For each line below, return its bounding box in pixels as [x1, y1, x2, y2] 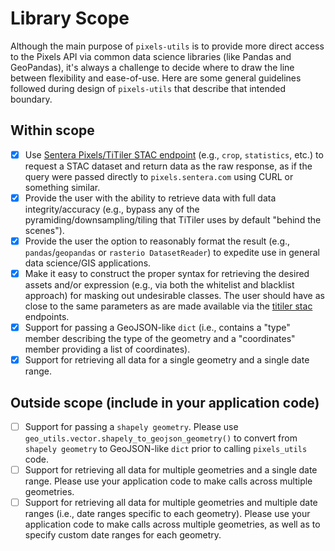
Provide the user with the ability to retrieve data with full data [24, 192, 277, 204]
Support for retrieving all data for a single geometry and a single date [24, 354, 310, 366]
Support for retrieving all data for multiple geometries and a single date [24, 464, 318, 476]
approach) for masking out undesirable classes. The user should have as [24, 290, 325, 301]
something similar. [24, 181, 101, 193]
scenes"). [24, 224, 65, 236]
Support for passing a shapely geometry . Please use [24, 420, 239, 432]
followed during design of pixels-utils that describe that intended [10, 82, 286, 94]
